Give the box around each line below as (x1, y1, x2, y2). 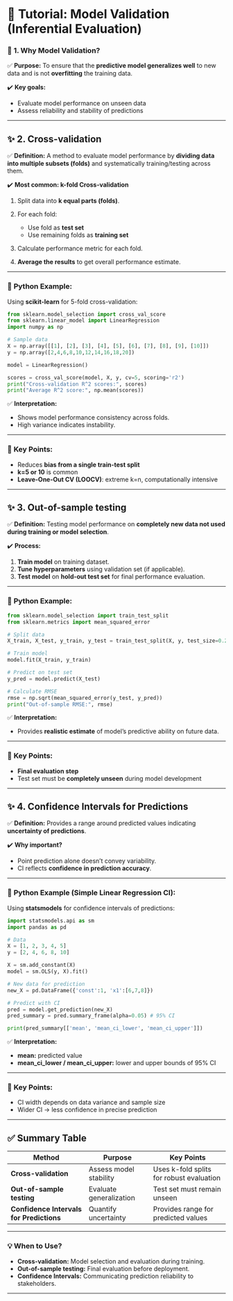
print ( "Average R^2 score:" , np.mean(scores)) (7, 387, 144, 394)
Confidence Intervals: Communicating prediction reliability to (17, 1272, 194, 1280)
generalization (88, 1193, 135, 1203)
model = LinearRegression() (7, 361, 89, 368)
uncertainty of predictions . (7, 827, 87, 835)
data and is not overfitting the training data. (7, 69, 133, 78)
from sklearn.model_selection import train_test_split (7, 612, 169, 619)
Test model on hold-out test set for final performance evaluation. (17, 572, 206, 581)
